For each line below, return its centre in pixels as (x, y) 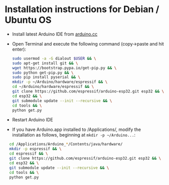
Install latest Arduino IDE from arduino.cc (55, 34)
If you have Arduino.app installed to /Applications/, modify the (76, 129)
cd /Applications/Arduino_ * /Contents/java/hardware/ (66, 144)
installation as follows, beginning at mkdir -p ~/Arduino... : (74, 135)
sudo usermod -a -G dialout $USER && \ (54, 58)
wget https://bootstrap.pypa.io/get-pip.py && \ (64, 68)
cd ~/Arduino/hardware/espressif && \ (53, 87)
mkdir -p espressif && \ (35, 149)
